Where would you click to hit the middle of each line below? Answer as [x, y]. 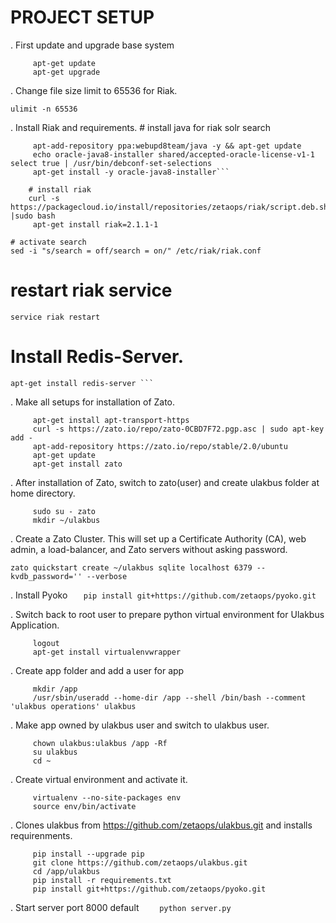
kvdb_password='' [46, 576]
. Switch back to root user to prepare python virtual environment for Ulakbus [167, 614]
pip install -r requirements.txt [102, 880]
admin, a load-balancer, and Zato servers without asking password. [149, 549]
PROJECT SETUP [82, 17]
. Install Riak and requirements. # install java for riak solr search [140, 127]
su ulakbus [55, 752]
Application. [35, 625]
